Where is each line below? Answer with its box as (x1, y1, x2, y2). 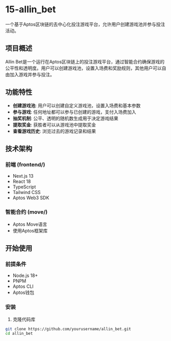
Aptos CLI (12, 283, 34, 290)
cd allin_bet (5, 331, 33, 336)
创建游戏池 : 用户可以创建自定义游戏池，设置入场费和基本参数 (12, 102, 141, 109)
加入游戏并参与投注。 (9, 71, 55, 77)
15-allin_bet (5, 4, 56, 15)
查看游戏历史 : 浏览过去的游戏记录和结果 (12, 128, 96, 134)
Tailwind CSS (12, 189, 41, 196)
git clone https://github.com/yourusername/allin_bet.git (5, 326, 131, 331)
